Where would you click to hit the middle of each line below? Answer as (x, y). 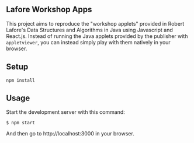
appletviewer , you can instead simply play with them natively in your (88, 42)
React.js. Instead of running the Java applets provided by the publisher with (97, 36)
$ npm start (20, 123)
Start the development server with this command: (66, 112)
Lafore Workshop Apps (49, 10)
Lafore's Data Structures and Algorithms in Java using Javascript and (90, 30)
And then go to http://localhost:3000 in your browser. (70, 134)
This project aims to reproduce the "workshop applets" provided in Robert (95, 23)
